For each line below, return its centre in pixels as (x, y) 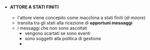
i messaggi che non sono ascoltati (52, 28)
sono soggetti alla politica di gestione (63, 39)
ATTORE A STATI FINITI (34, 7)
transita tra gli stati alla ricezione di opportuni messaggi (75, 23)
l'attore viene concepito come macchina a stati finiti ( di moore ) (81, 18)
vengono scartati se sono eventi (58, 33)
